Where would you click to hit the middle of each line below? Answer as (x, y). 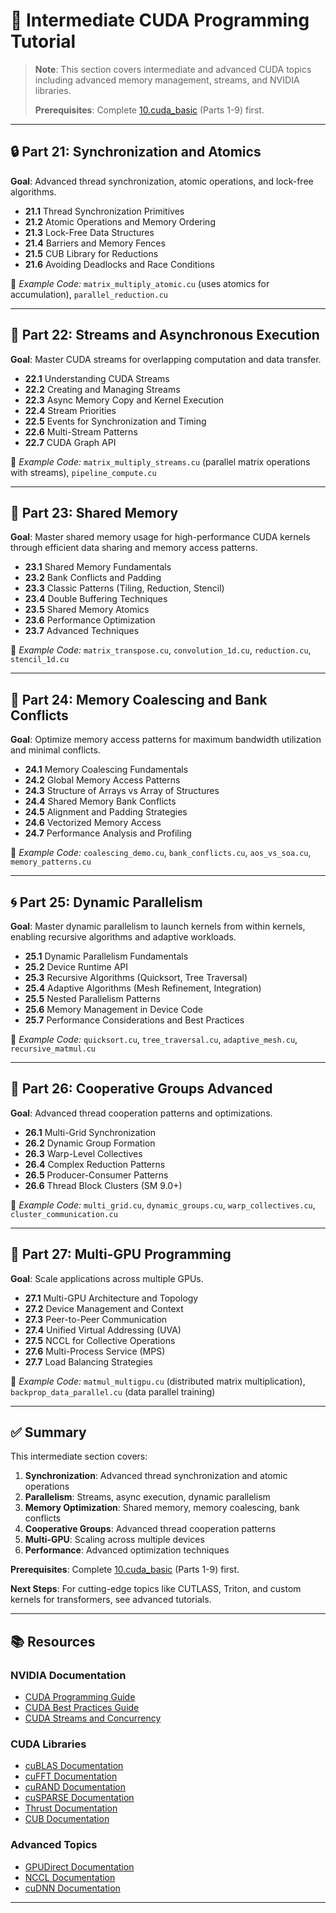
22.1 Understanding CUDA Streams (97, 378)
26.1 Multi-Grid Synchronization (90, 1132)
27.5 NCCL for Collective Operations (100, 1340)
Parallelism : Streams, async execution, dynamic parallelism (147, 1497)
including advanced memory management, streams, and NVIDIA (167, 80)
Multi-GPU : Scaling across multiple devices (114, 1540)
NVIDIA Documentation (68, 1675)
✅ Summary (48, 1432)
